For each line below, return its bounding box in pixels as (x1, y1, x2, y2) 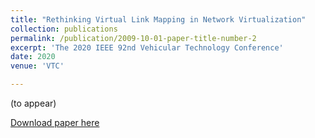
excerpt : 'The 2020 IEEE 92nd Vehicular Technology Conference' (10, 42, 284, 53)
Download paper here (10, 117, 100, 128)
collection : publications (10, 24, 118, 34)
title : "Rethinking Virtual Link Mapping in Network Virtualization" (10, 14, 307, 25)
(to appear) (10, 97, 57, 109)
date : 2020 (10, 52, 56, 62)
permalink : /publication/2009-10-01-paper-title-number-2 (10, 33, 257, 43)
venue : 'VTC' (10, 61, 65, 71)
